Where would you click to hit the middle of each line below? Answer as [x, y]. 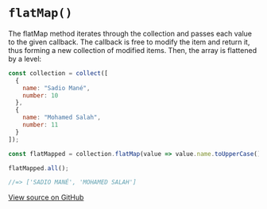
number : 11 [41, 125]
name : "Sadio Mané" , [56, 88]
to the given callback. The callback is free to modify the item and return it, [129, 42]
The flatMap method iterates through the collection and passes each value [130, 33]
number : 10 [41, 95]
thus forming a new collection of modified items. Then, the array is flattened [132, 50]
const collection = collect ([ [58, 73]
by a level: [25, 59]
